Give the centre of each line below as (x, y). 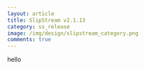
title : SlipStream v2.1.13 (46, 20)
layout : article (31, 14)
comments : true (29, 40)
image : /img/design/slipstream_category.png (73, 33)
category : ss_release (39, 26)
